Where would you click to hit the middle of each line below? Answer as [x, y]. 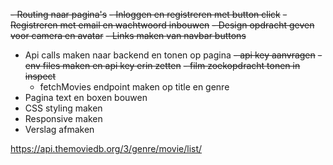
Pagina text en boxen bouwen [86, 97]
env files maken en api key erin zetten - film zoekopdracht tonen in [162, 65]
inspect [40, 76]
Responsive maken [63, 118]
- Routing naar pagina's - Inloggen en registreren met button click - [149, 14]
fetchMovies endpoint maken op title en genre [134, 87]
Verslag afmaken [59, 129]
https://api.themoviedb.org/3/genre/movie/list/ [106, 148]
